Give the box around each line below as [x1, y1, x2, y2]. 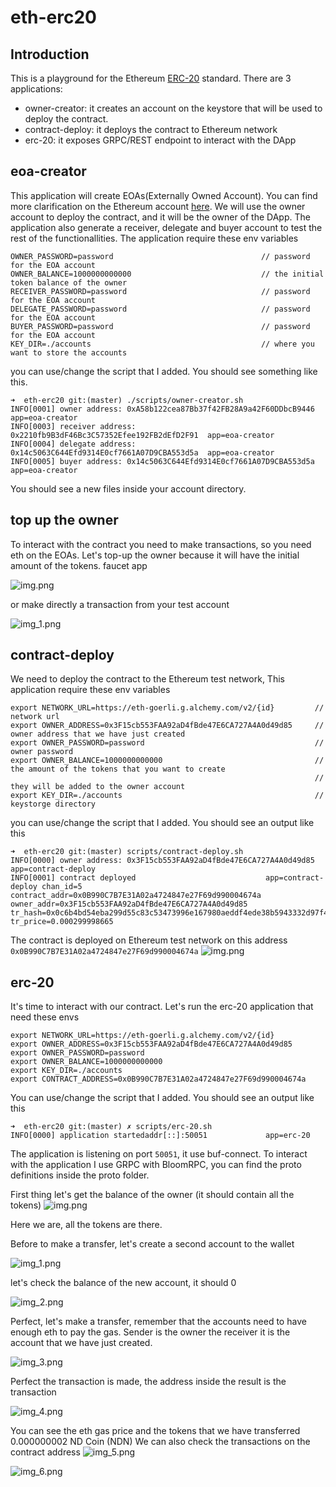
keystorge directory [10, 799, 97, 810]
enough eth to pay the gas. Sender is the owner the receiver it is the [10, 1326, 291, 1338]
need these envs [10, 1011, 80, 1023]
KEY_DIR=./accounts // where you [10, 339, 315, 349]
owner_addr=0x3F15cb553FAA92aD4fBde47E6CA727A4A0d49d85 [10, 899, 248, 910]
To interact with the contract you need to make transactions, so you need [10, 538, 312, 550]
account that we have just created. [10, 1337, 153, 1349]
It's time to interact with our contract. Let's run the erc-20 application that [10, 1001, 314, 1013]
